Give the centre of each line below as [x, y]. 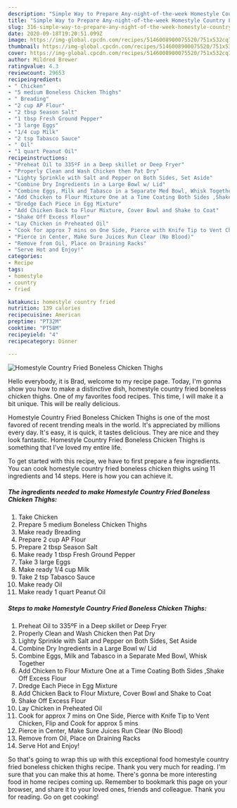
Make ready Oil [40, 584]
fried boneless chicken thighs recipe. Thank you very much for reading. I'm [117, 767]
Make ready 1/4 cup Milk [54, 570]
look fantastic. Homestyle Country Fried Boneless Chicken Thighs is [107, 440]
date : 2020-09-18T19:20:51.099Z [55, 33]
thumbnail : [24, 47]
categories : [25, 257]
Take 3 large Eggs [44, 562]
